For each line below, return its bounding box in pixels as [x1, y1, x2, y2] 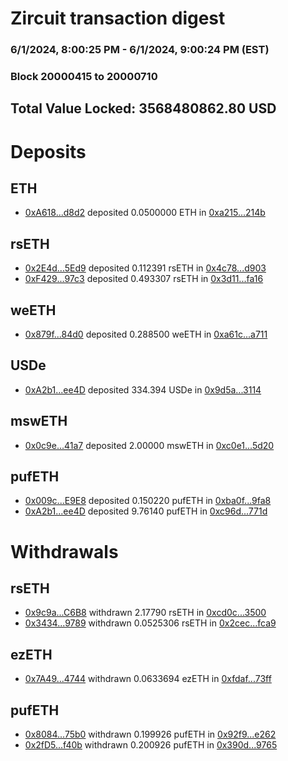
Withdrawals [10, 540, 119, 563]
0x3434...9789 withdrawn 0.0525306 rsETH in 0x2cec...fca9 [24, 617, 277, 629]
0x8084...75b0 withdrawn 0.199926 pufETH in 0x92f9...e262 [24, 728, 277, 741]
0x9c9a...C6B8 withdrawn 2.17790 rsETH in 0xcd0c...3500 [24, 607, 267, 619]
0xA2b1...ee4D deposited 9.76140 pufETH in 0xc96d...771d [24, 505, 268, 517]
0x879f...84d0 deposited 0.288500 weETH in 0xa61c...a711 [24, 328, 268, 341]
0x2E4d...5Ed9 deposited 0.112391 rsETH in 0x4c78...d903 [24, 262, 267, 274]
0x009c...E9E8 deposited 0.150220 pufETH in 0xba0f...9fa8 [24, 495, 272, 507]
